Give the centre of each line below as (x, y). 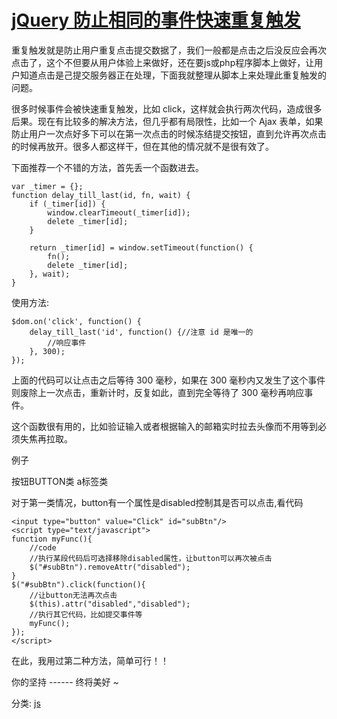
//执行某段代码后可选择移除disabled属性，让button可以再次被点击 (151, 558)
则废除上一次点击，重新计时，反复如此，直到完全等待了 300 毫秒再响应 (158, 392)
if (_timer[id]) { (67, 204)
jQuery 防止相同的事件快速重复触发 (156, 20)
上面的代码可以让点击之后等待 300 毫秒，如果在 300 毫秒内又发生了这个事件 (168, 380)
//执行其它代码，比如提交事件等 (86, 614)
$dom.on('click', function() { (76, 321)
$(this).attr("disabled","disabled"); (110, 604)
